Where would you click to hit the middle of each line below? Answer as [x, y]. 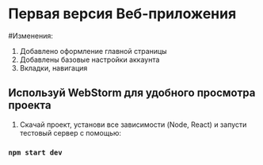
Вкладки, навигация [53, 67]
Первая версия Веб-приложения [122, 14]
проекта [30, 105]
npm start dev [35, 152]
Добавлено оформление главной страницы [93, 51]
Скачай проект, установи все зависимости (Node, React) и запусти [133, 125]
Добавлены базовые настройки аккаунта [90, 59]
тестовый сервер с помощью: [70, 132]
